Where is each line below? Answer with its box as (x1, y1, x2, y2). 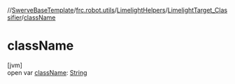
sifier (7, 13, 22, 22)
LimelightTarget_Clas (167, 6, 228, 14)
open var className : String (7, 68, 87, 76)
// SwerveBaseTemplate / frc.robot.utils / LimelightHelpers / (7, 6, 168, 14)
